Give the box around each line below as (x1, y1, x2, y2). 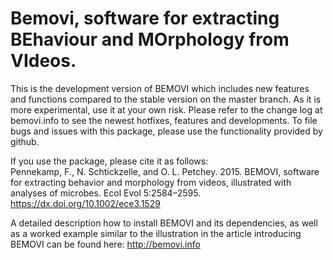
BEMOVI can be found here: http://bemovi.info (10, 238, 201, 250)
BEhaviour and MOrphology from (10, 28, 290, 51)
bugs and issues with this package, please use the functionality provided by (10, 125, 323, 137)
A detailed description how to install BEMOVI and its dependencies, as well (10, 217, 318, 229)
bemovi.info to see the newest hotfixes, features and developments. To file (10, 114, 318, 126)
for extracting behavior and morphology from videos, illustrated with (10, 176, 292, 188)
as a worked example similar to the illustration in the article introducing (10, 227, 302, 239)
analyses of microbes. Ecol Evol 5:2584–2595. (10, 187, 202, 199)
